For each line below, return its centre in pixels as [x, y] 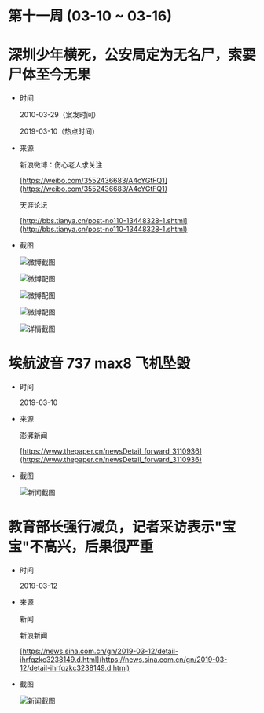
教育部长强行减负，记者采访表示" [115, 527]
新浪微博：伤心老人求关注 [61, 165]
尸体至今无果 [50, 75]
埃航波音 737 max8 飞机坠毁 [99, 364]
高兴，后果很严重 [98, 547]
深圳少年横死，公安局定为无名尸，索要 [132, 55]
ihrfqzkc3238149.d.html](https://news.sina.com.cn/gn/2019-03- [123, 660]
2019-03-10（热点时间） [59, 131]
